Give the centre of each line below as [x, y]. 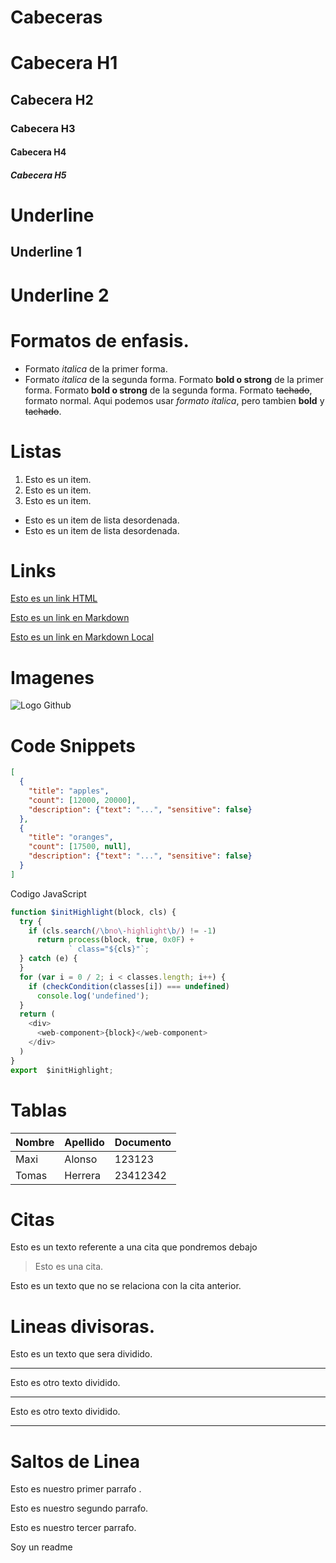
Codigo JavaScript [48, 893]
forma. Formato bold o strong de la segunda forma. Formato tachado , [168, 390]
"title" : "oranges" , [71, 837]
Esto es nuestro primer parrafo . [76, 1489]
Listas [36, 451]
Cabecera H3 [43, 128]
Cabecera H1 [64, 63]
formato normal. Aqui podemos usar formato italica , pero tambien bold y [174, 400]
